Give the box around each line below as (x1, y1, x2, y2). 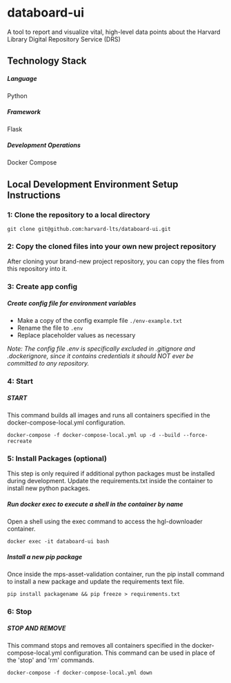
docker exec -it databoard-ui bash (7, 538, 110, 545)
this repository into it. (7, 265, 68, 273)
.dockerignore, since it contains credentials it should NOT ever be (7, 352, 194, 360)
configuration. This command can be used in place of (63, 648, 216, 657)
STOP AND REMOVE (7, 624, 66, 632)
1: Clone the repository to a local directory (7, 209, 150, 219)
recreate (7, 438, 32, 445)
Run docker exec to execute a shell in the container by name (7, 500, 184, 508)
